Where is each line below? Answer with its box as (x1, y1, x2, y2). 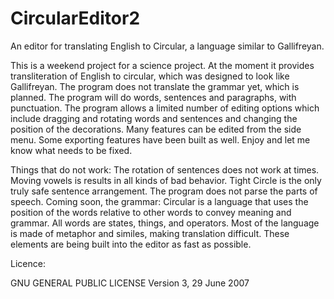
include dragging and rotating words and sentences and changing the (10, 112, 298, 124)
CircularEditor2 (10, 7, 141, 30)
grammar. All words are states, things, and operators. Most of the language (10, 217, 320, 229)
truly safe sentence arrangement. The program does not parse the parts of (10, 185, 318, 197)
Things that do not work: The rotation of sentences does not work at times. (10, 163, 320, 176)
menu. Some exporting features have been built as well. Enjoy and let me (10, 133, 311, 146)
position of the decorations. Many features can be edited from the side (10, 123, 302, 135)
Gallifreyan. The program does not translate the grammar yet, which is (10, 80, 300, 92)
